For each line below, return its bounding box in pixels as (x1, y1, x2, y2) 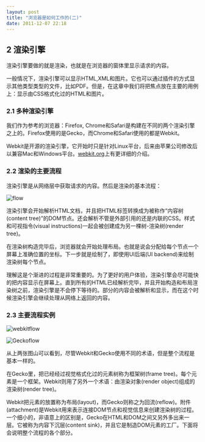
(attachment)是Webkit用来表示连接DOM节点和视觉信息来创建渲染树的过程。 (6, 406, 197, 413)
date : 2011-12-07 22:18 (6, 20, 67, 26)
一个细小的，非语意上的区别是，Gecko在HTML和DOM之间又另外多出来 (6, 414, 184, 421)
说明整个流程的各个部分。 (11, 429, 76, 436)
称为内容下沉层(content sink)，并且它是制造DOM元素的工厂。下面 (27, 421, 193, 429)
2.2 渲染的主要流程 (6, 167, 62, 175)
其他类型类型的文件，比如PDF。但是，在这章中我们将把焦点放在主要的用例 (11, 83, 199, 90)
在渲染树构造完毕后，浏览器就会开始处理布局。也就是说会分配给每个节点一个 (6, 243, 199, 250)
